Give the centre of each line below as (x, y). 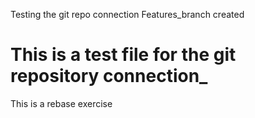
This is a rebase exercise (61, 103)
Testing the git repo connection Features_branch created (127, 14)
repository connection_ (109, 76)
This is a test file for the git (123, 55)
